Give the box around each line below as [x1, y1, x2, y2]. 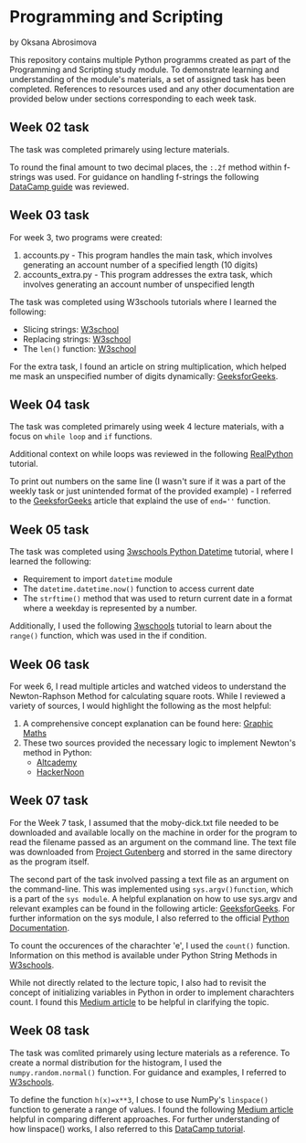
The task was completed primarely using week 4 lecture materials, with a [9, 421, 285, 432]
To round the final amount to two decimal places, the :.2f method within [9, 162, 282, 173]
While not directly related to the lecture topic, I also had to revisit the [9, 977, 267, 988]
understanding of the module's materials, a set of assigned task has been [9, 73, 286, 84]
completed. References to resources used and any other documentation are [9, 83, 295, 94]
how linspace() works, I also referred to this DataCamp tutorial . [9, 1123, 246, 1134]
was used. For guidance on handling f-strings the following [37, 171, 259, 182]
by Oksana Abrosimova [9, 37, 98, 48]
